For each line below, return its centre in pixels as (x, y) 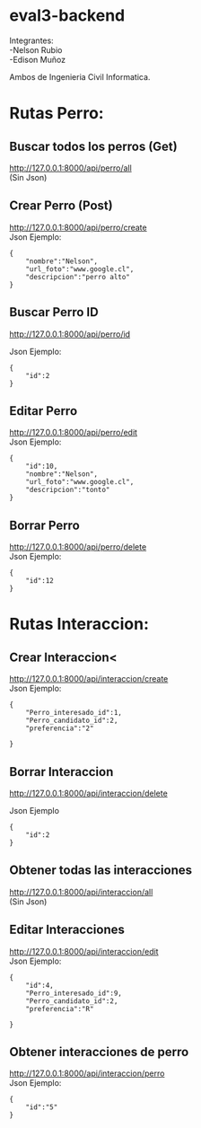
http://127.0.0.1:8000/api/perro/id (70, 334)
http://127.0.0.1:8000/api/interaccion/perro (87, 1073)
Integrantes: (31, 40)
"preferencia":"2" (60, 728)
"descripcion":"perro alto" (78, 277)
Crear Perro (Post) (61, 206)
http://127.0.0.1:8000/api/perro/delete (78, 547)
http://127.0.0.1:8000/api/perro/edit (73, 433)
